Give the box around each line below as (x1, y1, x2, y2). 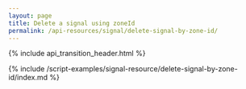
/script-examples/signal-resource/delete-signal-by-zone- (46, 64, 238, 74)
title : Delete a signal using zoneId (8, 19, 136, 27)
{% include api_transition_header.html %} (8, 49, 146, 59)
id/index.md (8, 73, 48, 83)
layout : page (8, 11, 52, 20)
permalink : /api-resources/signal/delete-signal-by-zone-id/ (8, 26, 219, 34)
